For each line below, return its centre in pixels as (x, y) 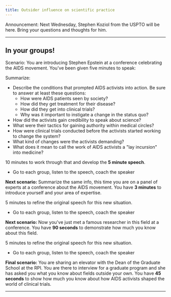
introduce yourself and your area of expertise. (53, 193)
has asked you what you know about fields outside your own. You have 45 (83, 273)
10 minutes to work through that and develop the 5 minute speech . (75, 162)
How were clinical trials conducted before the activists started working (87, 131)
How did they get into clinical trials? (58, 109)
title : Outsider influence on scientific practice (60, 10)
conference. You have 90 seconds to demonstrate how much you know (81, 228)
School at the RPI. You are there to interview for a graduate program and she (85, 268)
